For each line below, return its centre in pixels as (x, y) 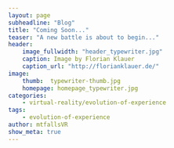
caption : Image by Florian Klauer (78, 60)
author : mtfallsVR (38, 125)
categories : (27, 96)
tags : (17, 110)
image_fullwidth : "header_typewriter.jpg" (92, 52)
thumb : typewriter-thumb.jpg (72, 81)
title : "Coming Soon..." (49, 30)
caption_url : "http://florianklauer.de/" (91, 67)
